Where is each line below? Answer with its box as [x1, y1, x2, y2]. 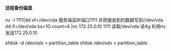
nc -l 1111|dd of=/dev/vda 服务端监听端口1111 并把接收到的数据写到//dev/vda [5, 17, 163, 23]
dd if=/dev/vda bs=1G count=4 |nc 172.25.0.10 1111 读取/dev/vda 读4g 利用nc [5, 23, 166, 30]
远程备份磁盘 [5, 5, 32, 11]
